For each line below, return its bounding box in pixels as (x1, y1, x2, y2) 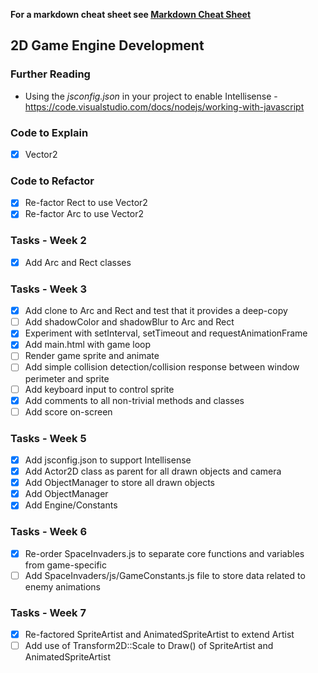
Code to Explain (10, 125, 89, 139)
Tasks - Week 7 (10, 605, 87, 619)
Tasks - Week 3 (10, 282, 88, 296)
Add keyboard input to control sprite (24, 383, 175, 395)
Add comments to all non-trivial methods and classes (24, 394, 245, 406)
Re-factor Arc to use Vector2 (24, 208, 144, 220)
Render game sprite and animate (24, 350, 160, 362)
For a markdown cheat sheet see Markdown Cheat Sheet (10, 9, 252, 20)
